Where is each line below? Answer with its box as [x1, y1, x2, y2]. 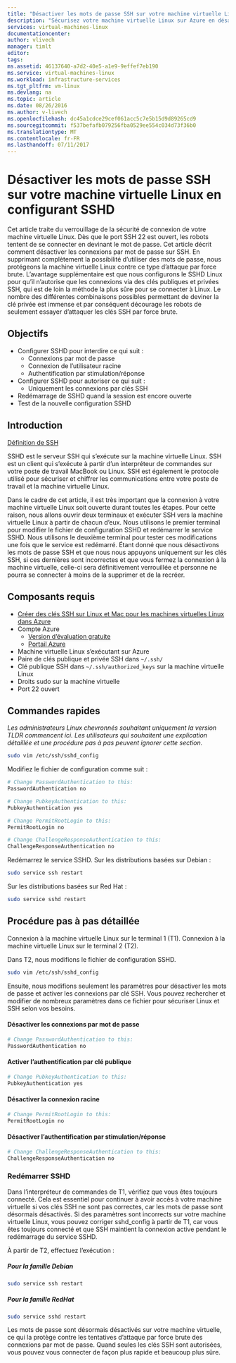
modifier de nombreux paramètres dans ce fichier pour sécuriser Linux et [7, 996, 220, 1005]
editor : [7, 50, 30, 57]
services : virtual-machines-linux [7, 23, 109, 30]
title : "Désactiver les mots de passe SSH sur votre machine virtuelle [7, 10, 221, 18]
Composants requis [7, 591, 96, 603]
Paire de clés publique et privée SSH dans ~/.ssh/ [17, 654, 164, 663]
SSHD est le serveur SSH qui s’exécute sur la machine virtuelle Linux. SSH [7, 452, 222, 460]
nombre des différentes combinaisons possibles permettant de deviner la [7, 293, 219, 301]
